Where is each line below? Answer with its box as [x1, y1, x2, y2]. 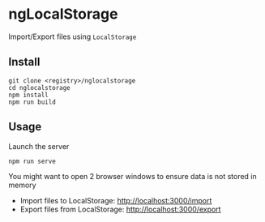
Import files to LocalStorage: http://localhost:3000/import [19, 195, 212, 205]
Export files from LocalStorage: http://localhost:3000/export [19, 204, 221, 214]
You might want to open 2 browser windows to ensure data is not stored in [8, 171, 257, 181]
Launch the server [8, 141, 70, 151]
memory [8, 180, 36, 190]
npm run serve [8, 157, 57, 165]
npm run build [8, 98, 57, 106]
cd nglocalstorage [8, 83, 71, 92]
